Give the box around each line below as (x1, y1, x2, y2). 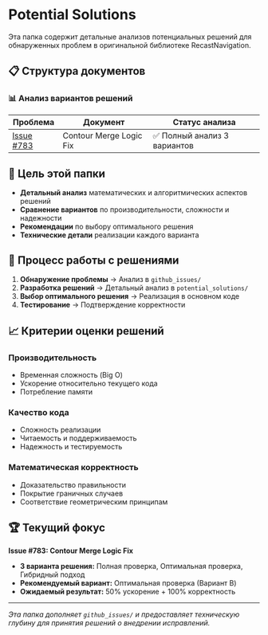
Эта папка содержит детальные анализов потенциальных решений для (8, 32, 252, 41)
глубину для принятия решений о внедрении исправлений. (8, 618, 211, 628)
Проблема (12, 116, 55, 127)
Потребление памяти (19, 386, 93, 396)
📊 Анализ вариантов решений (8, 93, 133, 104)
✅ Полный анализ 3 (152, 130, 230, 141)
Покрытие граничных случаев (19, 488, 124, 498)
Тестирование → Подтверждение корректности (19, 300, 186, 310)
